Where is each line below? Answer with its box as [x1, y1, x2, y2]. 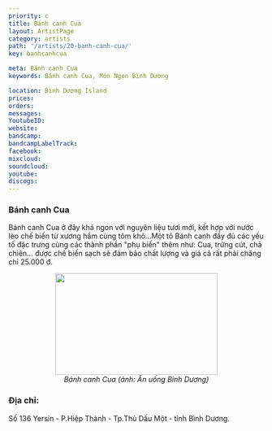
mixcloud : [8, 155, 42, 163]
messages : [8, 109, 42, 118]
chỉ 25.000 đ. [8, 257, 53, 267]
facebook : [8, 147, 42, 155]
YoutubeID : [8, 117, 45, 125]
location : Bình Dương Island [8, 86, 107, 94]
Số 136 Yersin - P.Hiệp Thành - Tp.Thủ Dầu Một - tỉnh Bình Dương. [8, 413, 230, 423]
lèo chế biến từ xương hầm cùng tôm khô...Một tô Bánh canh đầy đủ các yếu [8, 231, 264, 241]
